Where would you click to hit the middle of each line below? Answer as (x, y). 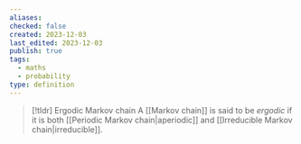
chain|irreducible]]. (67, 129)
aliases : (26, 18)
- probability (44, 76)
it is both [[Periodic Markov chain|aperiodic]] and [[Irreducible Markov (162, 120)
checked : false (38, 26)
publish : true (36, 51)
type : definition (42, 85)
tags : (19, 59)
